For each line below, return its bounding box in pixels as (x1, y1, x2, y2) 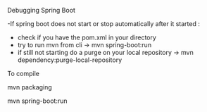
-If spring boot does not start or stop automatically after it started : (7, 20, 201, 27)
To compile (7, 70, 40, 77)
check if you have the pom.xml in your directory (17, 33, 157, 42)
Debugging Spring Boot (7, 6, 76, 14)
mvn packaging (7, 83, 53, 91)
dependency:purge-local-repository (17, 56, 122, 64)
